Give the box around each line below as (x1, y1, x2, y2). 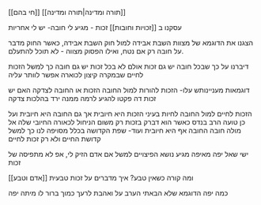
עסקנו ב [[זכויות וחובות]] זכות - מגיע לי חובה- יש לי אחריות (8, 23, 182, 32)
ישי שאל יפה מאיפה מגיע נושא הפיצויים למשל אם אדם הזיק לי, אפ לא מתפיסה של (8, 150, 249, 158)
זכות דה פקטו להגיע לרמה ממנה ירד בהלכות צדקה (8, 94, 157, 102)
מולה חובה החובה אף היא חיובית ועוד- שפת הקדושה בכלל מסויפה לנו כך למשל (8, 126, 241, 135)
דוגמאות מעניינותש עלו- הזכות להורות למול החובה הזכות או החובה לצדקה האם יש (8, 85, 251, 95)
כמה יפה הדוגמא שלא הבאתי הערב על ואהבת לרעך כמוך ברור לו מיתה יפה (8, 188, 229, 197)
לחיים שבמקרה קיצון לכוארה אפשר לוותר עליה (8, 70, 144, 79)
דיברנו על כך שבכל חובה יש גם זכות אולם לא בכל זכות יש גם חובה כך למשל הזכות (8, 61, 249, 71)
